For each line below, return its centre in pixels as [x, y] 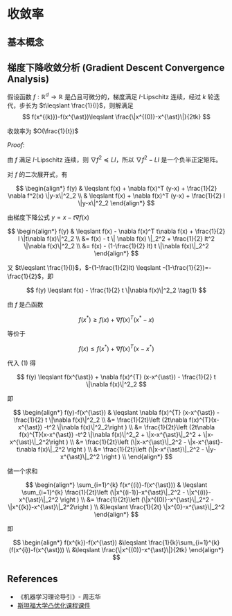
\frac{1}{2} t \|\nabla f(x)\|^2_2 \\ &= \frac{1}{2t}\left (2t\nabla [101, 420]
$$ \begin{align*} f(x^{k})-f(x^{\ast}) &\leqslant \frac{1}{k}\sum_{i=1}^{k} [116, 542]
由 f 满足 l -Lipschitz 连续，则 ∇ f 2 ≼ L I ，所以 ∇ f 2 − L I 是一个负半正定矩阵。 [115, 159]
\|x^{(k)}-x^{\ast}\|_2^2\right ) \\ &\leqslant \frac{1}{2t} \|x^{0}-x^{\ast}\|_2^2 [116, 507]
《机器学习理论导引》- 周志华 [59, 597]
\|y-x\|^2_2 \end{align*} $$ [116, 203]
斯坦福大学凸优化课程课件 [54, 605]
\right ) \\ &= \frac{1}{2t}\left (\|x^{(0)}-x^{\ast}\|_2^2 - [137, 499]
